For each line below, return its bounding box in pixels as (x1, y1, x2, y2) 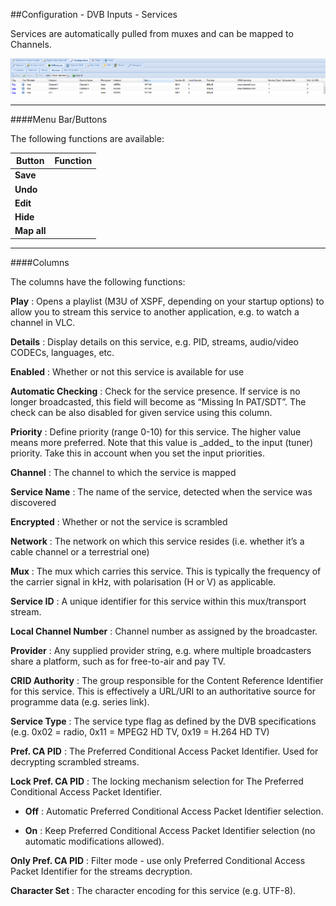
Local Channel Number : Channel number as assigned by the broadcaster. (10, 625, 318, 637)
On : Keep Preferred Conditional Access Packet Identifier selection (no (24, 824, 316, 836)
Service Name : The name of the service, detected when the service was (10, 485, 313, 498)
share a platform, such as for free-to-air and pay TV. (10, 655, 226, 667)
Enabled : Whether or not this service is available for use (10, 365, 245, 378)
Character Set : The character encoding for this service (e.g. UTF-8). (10, 884, 297, 896)
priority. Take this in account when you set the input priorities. (10, 447, 265, 459)
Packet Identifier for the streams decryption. (10, 865, 193, 877)
